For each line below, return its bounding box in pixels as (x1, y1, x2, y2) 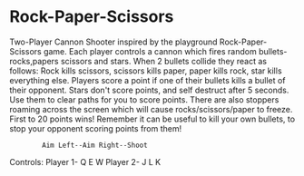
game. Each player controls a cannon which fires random (44, 45, 257, 56)
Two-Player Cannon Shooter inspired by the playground (9, 36, 218, 47)
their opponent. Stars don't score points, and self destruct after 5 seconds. (9, 84, 289, 95)
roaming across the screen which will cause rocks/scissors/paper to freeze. (9, 103, 293, 114)
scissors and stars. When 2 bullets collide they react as (60, 55, 268, 66)
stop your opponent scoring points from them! (9, 122, 182, 133)
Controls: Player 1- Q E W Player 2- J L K (9, 156, 162, 167)
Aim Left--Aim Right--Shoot (42, 141, 148, 150)
